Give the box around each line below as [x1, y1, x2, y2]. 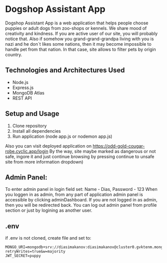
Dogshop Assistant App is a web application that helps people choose [5, 20, 149, 26]
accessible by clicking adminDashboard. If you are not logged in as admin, [5, 197, 158, 203]
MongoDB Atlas [12, 89, 45, 95]
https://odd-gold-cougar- [92, 143, 145, 149]
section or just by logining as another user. [5, 207, 92, 213]
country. [5, 51, 22, 58]
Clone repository [12, 123, 47, 129]
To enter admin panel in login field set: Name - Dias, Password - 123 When [5, 186, 158, 192]
